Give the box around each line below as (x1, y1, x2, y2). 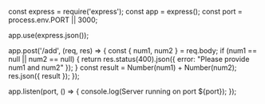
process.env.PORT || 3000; (8, 15, 98, 25)
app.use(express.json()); (8, 31, 89, 40)
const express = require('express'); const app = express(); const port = (8, 7, 243, 16)
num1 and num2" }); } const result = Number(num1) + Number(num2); (8, 63, 237, 72)
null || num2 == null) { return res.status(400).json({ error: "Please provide (8, 55, 250, 64)
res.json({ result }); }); (8, 71, 80, 80)
